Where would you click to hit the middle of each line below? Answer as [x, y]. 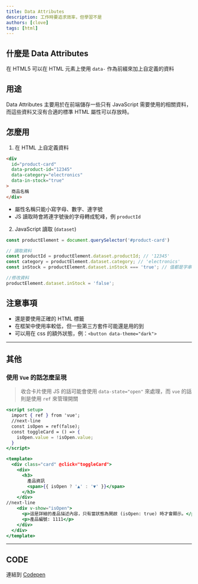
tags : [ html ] [22, 28]
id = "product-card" [34, 164]
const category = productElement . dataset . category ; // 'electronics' [93, 262]
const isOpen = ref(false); [46, 426]
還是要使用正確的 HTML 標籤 [49, 319]
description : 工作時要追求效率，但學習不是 [54, 17]
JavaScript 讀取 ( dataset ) [45, 229]
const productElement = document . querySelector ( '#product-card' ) [88, 240]
